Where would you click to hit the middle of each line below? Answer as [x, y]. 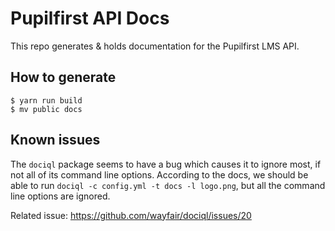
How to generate [63, 77]
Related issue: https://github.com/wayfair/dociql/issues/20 [131, 215]
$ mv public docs [46, 109]
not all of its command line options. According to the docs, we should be [159, 174]
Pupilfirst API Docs [90, 18]
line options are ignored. [60, 196]
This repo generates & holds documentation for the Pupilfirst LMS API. [155, 46]
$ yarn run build [46, 100]
